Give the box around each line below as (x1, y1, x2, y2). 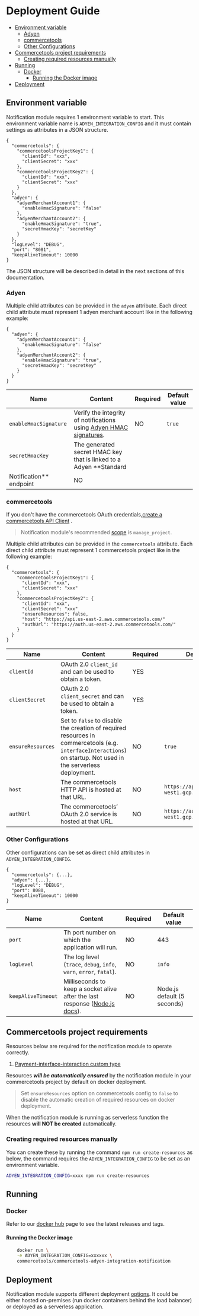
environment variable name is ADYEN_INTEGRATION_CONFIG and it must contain (6, 120, 191, 127)
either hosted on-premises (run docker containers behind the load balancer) (6, 1296, 192, 1304)
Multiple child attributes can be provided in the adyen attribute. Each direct (6, 302, 187, 309)
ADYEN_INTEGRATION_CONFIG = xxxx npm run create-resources (6, 1172, 150, 1179)
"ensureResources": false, (21, 611, 89, 617)
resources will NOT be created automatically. (6, 1120, 117, 1127)
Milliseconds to (63, 977, 106, 985)
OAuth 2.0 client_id (60, 660, 118, 668)
